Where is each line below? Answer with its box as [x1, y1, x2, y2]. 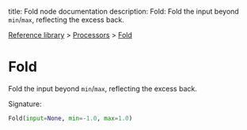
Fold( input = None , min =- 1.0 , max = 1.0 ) [8, 114, 133, 122]
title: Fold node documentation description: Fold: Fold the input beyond [8, 7, 239, 16]
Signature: [8, 98, 42, 109]
